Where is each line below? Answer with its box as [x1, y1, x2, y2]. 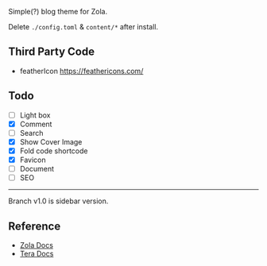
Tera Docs [19, 249, 54, 258]
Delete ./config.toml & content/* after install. [8, 22, 159, 31]
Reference [8, 219, 61, 233]
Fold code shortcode [19, 146, 88, 156]
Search [19, 128, 44, 137]
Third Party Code [8, 45, 95, 59]
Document [19, 164, 54, 173]
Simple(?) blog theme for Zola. [8, 7, 108, 16]
